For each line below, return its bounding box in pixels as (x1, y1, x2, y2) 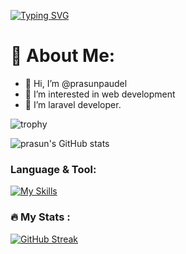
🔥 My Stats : (10, 210, 71, 224)
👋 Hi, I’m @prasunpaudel (24, 77, 128, 89)
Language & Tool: (10, 162, 97, 176)
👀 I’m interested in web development (24, 88, 176, 100)
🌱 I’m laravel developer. (24, 98, 122, 110)
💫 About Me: (10, 45, 116, 67)
